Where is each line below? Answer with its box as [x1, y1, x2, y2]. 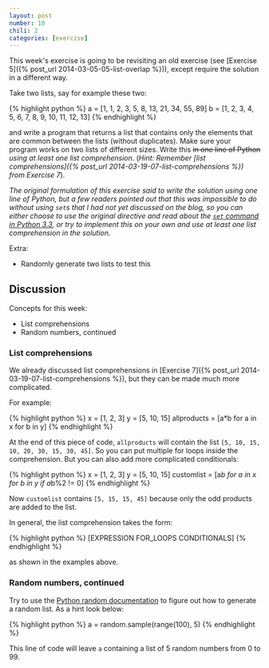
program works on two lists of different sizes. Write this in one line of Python [9, 145, 261, 154]
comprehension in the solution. [9, 229, 111, 238]
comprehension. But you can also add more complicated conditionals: [9, 455, 239, 464]
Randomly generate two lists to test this [20, 259, 151, 268]
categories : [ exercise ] [9, 34, 89, 42]
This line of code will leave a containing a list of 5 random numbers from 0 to [9, 643, 261, 653]
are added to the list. [9, 503, 77, 512]
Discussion [9, 282, 66, 296]
